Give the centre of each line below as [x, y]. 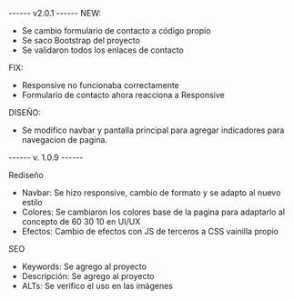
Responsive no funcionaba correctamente [100, 85]
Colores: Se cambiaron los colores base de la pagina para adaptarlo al [153, 212]
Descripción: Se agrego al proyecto [88, 276]
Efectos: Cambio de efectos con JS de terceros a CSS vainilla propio [150, 231]
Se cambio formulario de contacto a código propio [116, 30]
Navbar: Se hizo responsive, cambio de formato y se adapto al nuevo [151, 193]
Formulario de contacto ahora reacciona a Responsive [123, 95]
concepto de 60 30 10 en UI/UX [81, 221]
